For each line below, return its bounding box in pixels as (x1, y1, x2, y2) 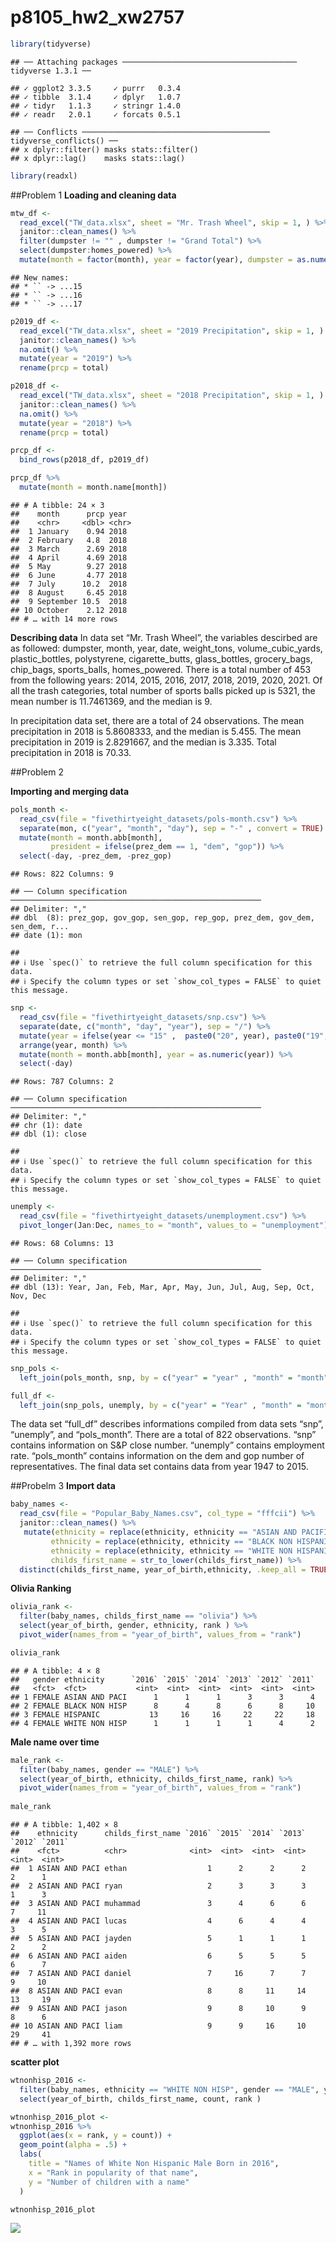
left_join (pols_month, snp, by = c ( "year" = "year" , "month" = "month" (19, 1372, 329, 1383)
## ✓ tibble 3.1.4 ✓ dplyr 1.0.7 (10, 92, 182, 102)
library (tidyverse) (10, 39, 92, 49)
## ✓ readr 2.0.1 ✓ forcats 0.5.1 (10, 109, 182, 120)
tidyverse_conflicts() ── (10, 136, 118, 146)
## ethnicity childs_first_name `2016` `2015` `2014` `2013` (10, 1829, 307, 1839)
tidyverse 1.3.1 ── (10, 66, 92, 76)
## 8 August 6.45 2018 (10, 587, 128, 598)
